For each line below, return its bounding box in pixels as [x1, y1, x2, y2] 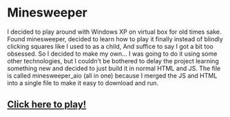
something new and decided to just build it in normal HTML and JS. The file [7, 64, 221, 72]
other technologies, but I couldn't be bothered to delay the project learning [7, 56, 219, 65]
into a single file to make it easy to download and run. [7, 78, 159, 87]
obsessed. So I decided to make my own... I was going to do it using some [7, 50, 218, 58]
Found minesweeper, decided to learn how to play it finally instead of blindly [7, 34, 224, 43]
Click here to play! [7, 98, 87, 111]
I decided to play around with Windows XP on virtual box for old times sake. [7, 28, 222, 36]
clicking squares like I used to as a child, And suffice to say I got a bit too [7, 42, 213, 50]
